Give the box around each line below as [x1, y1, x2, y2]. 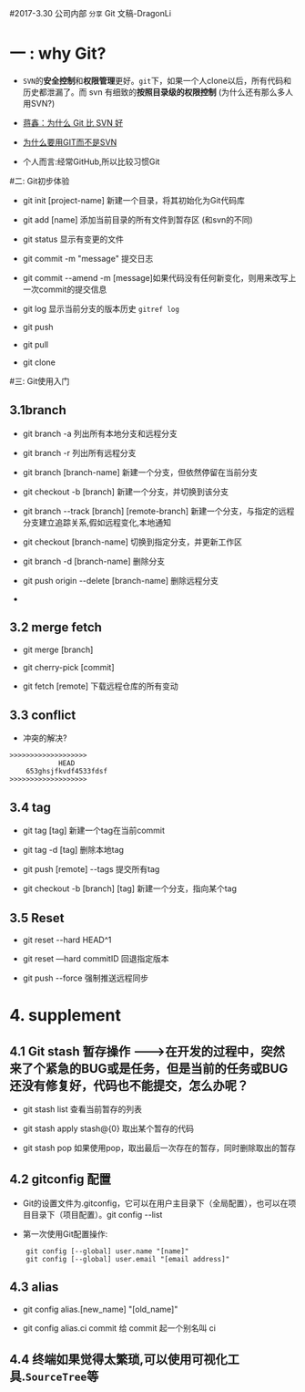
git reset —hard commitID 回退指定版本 [22, 953, 169, 964]
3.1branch [9, 402, 66, 418]
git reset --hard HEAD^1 [22, 934, 112, 945]
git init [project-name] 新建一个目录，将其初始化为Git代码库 [22, 194, 246, 205]
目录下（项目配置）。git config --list [30, 1209, 163, 1220]
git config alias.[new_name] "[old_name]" [22, 1304, 178, 1314]
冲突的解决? [22, 732, 67, 743]
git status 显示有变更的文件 [22, 234, 125, 244]
